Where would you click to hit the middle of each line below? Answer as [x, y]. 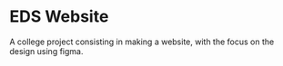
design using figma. [46, 51]
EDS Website [59, 17]
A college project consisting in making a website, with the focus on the [142, 42]
